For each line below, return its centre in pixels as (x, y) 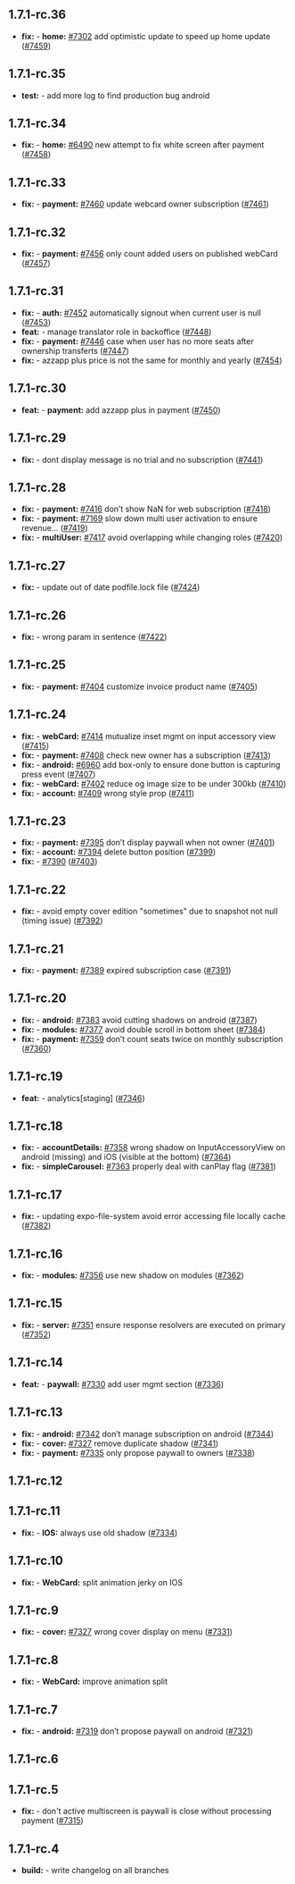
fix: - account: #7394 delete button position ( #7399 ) (119, 852)
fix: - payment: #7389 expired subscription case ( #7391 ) (126, 970)
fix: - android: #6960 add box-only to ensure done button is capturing (151, 764)
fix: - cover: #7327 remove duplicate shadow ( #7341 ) (120, 1443)
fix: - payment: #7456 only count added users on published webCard (149, 254)
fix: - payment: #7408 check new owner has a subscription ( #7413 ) (146, 755)
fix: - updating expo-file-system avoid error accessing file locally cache (153, 1216)
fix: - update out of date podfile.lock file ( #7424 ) (111, 587)
